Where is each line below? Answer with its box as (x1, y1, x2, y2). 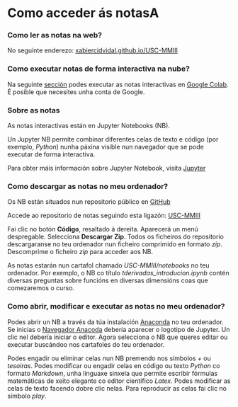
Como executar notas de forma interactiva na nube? (7, 64, 190, 74)
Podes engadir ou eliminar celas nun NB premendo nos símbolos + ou (7, 354, 211, 362)
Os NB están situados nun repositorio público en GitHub (7, 197, 171, 206)
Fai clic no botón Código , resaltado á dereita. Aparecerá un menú (7, 225, 198, 234)
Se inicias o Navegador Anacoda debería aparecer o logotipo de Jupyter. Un (7, 325, 230, 333)
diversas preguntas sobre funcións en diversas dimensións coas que (7, 276, 209, 285)
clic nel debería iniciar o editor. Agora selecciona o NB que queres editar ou (7, 333, 228, 341)
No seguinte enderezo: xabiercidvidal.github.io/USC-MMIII (7, 46, 178, 55)
